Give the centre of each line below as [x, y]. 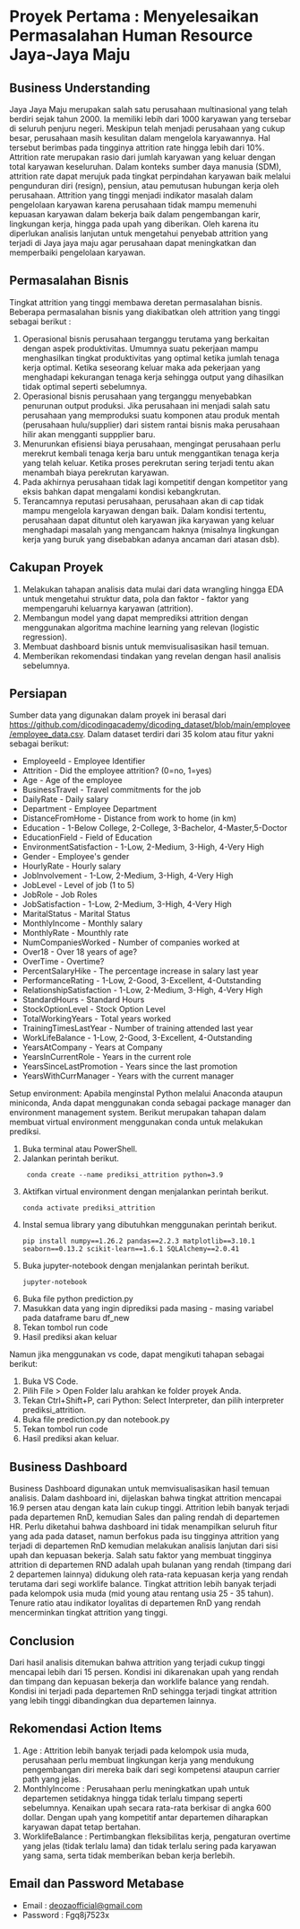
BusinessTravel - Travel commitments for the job [111, 790]
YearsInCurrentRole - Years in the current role [107, 1057]
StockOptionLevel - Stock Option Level [94, 1009]
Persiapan [38, 694]
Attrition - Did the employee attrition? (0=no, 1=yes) [117, 771]
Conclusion [42, 1641]
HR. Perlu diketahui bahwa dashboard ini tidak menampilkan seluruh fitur [143, 1527]
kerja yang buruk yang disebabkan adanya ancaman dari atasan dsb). [151, 539]
